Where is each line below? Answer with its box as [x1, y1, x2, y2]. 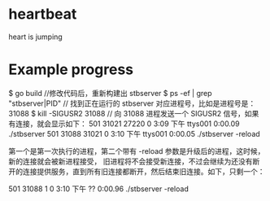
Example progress [8, 60, 134, 79]
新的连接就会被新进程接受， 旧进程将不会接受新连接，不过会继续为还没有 [8, 156, 253, 166]
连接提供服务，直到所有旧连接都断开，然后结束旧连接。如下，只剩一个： [22, 166, 265, 176]
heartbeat [8, 5, 77, 24]
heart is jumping [8, 32, 63, 42]
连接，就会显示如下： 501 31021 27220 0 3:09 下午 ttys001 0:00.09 [15, 119, 240, 129]
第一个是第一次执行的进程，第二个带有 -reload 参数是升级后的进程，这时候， [8, 146, 265, 155]
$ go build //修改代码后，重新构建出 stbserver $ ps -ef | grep [8, 88, 213, 98]
